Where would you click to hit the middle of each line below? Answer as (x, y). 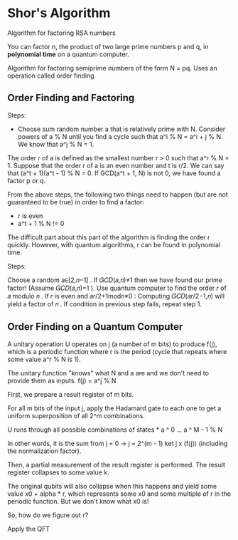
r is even (30, 216)
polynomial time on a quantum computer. (68, 54)
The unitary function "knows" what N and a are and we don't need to (108, 373)
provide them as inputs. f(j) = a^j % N (62, 380)
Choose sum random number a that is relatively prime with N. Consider (121, 129)
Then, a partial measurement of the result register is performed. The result (117, 464)
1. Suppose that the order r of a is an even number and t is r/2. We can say (116, 165)
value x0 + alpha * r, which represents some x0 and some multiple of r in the (119, 494)
